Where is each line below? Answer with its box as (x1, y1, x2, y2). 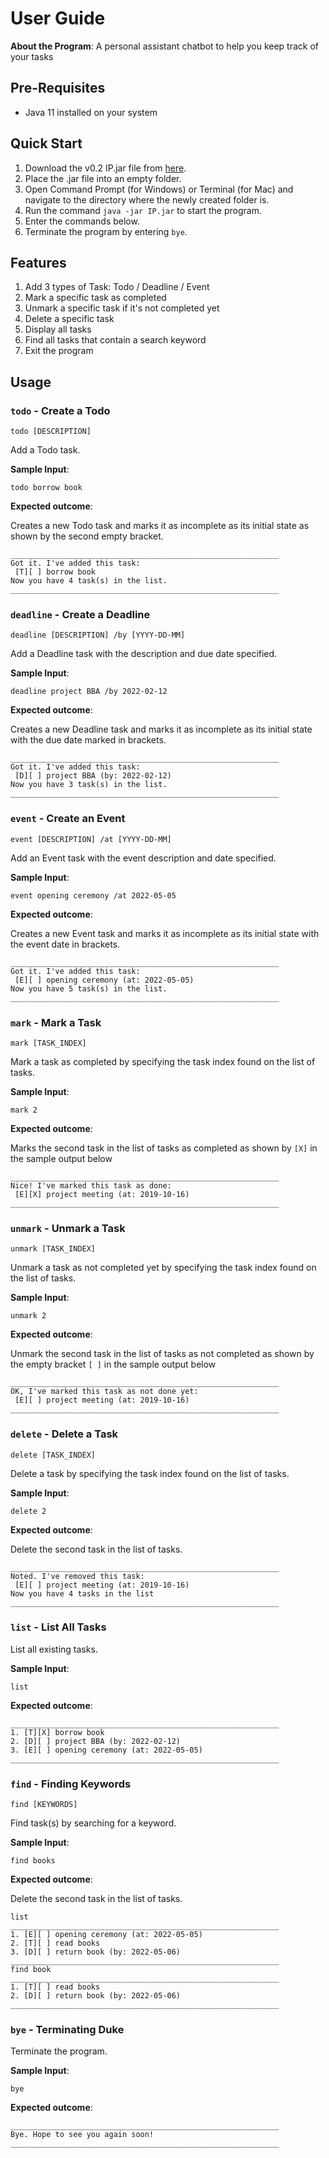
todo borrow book (10, 483, 83, 493)
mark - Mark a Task (10, 1015, 102, 1029)
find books (10, 1856, 56, 1866)
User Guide (10, 7, 106, 30)
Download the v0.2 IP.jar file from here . (24, 162, 187, 174)
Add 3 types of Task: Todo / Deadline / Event (24, 281, 210, 293)
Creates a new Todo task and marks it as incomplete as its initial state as (10, 520, 310, 532)
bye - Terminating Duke (10, 2023, 125, 2037)
